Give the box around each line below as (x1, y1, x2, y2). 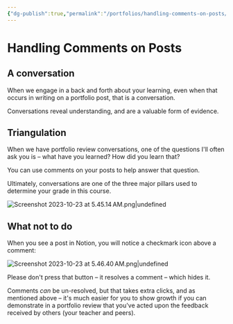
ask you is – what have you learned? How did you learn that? (7, 153, 180, 161)
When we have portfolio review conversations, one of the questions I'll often (7, 145, 225, 153)
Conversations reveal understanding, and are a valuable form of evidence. (7, 107, 219, 115)
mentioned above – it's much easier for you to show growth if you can (7, 294, 207, 302)
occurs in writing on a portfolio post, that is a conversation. (7, 93, 175, 101)
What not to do (7, 220, 73, 232)
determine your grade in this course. (7, 187, 112, 195)
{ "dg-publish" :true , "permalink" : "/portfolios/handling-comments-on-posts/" (7, 10, 231, 17)
